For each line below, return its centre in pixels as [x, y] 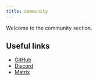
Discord [24, 66]
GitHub [23, 60]
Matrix [22, 72]
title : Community [27, 11]
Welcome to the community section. [49, 28]
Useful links [28, 46]
